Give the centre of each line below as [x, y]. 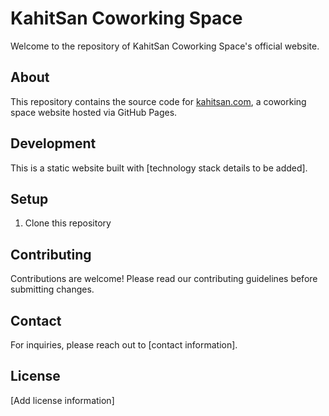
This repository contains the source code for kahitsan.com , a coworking [158, 101]
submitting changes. [52, 289]
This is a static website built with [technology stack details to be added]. [159, 168]
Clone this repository [68, 223]
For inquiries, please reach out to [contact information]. [124, 345]
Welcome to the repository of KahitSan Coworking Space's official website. [165, 46]
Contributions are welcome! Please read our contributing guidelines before [164, 279]
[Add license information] [62, 400]
